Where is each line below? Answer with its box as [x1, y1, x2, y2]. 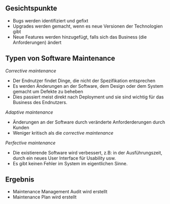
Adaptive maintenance [5, 109, 54, 115]
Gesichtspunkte [5, 4, 58, 13]
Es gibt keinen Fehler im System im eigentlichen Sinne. [12, 160, 128, 166]
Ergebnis [5, 175, 35, 184]
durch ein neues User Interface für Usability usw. [12, 155, 116, 161]
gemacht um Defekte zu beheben [12, 88, 83, 94]
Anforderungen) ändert [12, 39, 62, 45]
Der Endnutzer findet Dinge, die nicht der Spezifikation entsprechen [12, 78, 156, 84]
